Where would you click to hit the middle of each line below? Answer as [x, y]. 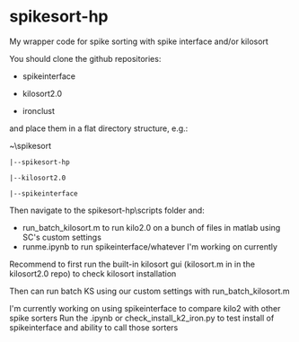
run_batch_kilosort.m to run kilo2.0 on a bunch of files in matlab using [151, 227]
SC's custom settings [62, 237]
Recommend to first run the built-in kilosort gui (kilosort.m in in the [132, 264]
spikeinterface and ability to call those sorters [94, 327]
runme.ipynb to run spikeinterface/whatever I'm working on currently [150, 246]
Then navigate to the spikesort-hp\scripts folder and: [107, 210]
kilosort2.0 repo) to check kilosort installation [93, 273]
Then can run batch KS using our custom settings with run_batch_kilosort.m [149, 291]
